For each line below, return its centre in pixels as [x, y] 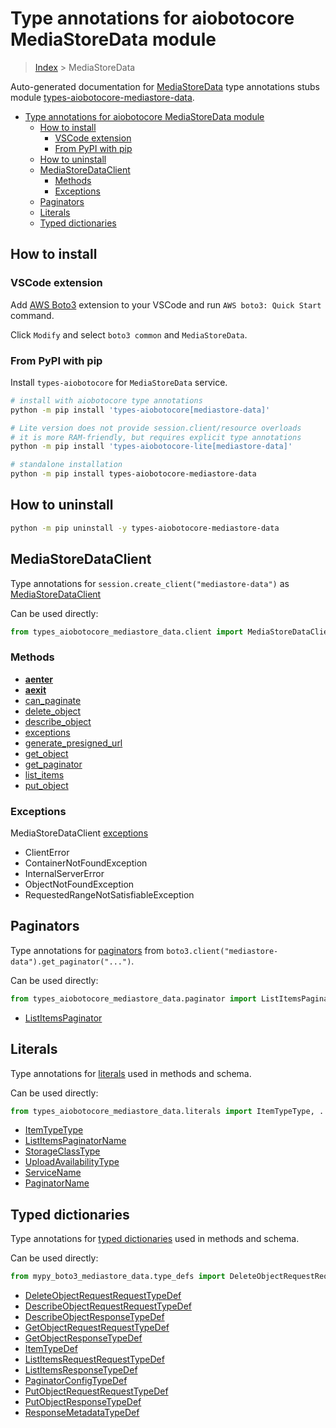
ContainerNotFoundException [86, 863]
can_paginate [53, 700]
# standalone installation [66, 465]
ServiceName [53, 1173]
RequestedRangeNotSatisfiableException [109, 895]
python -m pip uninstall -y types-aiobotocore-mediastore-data [145, 528]
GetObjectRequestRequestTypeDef [97, 1328]
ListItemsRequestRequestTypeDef [94, 1359]
